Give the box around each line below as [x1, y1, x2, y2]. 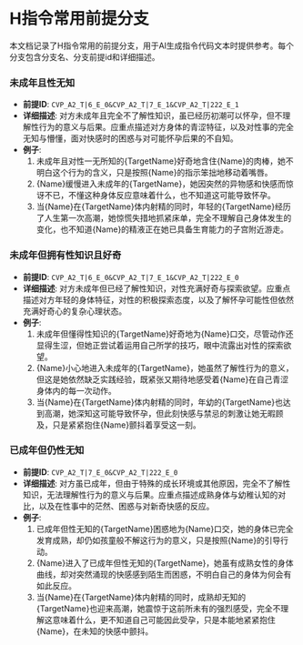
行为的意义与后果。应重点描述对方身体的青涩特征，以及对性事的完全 [38, 122, 294, 133]
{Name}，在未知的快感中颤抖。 [35, 625, 154, 637]
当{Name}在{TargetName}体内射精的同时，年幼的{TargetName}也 [35, 397, 284, 408]
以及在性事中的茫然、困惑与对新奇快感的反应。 [38, 500, 215, 511]
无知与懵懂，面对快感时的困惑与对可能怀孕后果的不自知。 [22, 133, 238, 144]
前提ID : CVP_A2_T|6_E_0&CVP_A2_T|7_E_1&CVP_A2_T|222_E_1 [22, 99, 239, 110]
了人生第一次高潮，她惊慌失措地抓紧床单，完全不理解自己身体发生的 [35, 213, 292, 224]
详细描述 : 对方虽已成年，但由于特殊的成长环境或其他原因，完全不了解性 [22, 478, 291, 489]
